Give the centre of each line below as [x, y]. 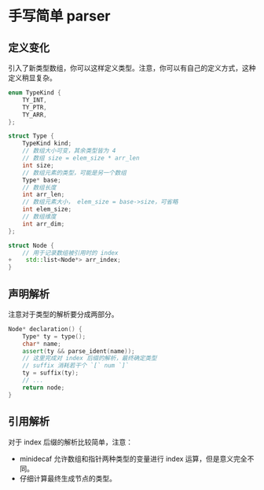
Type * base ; [42, 180]
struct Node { [31, 245]
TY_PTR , [35, 107]
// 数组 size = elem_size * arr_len [81, 158]
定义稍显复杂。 [32, 78]
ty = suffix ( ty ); [51, 373]
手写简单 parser [59, 16]
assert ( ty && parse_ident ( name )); [79, 351]
